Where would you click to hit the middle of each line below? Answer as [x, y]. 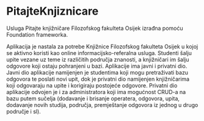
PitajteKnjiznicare [53, 11]
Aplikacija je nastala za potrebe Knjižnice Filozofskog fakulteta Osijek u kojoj [102, 46]
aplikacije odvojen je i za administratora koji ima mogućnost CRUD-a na [96, 92]
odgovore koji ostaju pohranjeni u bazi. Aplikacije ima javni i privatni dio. [97, 66]
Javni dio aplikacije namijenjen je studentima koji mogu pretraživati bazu [97, 72]
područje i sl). [24, 111]
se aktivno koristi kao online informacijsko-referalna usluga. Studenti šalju [99, 53]
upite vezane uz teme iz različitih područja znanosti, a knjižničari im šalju [98, 59]
